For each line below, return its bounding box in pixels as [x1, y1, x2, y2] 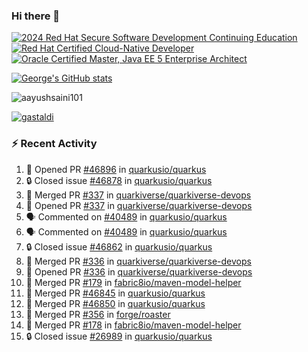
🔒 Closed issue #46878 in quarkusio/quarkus [25, 174, 213, 186]
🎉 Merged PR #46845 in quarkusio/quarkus [25, 287, 206, 299]
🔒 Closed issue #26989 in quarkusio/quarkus [25, 330, 213, 342]
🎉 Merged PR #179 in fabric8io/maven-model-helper [25, 276, 242, 288]
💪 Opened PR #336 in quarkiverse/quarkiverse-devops [25, 265, 253, 278]
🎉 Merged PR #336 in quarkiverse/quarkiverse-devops [25, 255, 252, 267]
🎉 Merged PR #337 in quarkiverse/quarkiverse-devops [25, 189, 252, 201]
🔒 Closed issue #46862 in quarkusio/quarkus [25, 240, 213, 253]
